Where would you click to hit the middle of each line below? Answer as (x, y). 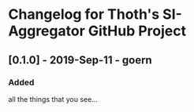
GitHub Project (137, 31)
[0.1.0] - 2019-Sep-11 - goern (80, 60)
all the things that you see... (53, 99)
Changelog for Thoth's (84, 14)
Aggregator (47, 31)
